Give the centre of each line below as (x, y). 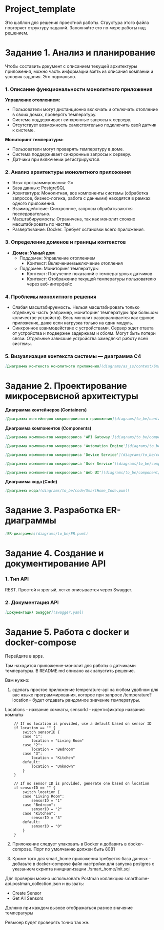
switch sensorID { (41, 732)
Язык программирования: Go (43, 183)
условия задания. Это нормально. (41, 76)
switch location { (41, 792)
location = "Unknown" (53, 766)
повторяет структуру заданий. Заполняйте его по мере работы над (75, 27)
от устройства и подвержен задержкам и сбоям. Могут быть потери (84, 333)
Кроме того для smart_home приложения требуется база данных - (82, 858)
